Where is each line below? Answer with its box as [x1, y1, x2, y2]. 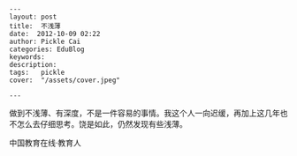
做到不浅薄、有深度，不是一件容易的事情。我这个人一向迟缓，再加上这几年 [9, 108, 280, 118]
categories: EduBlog [9, 45, 86, 54]
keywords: [9, 53, 46, 62]
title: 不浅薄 [9, 22, 61, 31]
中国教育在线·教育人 [9, 137, 82, 148]
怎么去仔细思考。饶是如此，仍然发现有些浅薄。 [16, 119, 187, 129]
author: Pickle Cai [9, 37, 81, 46]
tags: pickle [9, 68, 65, 77]
